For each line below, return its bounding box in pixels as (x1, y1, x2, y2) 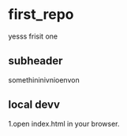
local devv (8, 98, 61, 112)
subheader (8, 54, 63, 68)
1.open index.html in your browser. (8, 119, 120, 128)
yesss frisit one (8, 31, 58, 41)
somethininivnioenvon (8, 75, 80, 84)
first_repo (8, 6, 74, 24)
